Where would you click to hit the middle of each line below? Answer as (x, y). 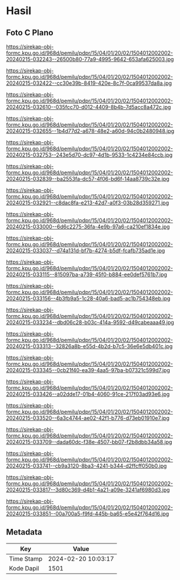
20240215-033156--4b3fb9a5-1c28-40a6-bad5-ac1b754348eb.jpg (88, 298)
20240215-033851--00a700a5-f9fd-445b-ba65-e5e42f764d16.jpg (88, 514)
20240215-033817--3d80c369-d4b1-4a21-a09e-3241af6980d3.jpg (88, 490)
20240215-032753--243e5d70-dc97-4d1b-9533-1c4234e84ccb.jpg (89, 155)
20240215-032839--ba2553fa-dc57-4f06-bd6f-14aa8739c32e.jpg (88, 179)
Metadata (24, 532)
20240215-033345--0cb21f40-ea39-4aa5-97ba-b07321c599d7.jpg (88, 370)
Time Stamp (26, 559)
